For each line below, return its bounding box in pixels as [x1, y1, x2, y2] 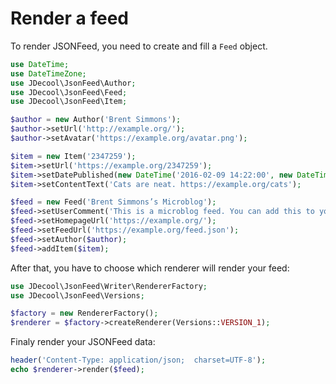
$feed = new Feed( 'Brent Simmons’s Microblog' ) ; [10, 197, 217, 207]
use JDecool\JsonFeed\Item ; [10, 97, 128, 107]
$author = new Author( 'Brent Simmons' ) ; [10, 115, 182, 125]
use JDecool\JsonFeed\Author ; [10, 78, 137, 88]
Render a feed [10, 7, 129, 30]
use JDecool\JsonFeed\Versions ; [10, 290, 145, 301]
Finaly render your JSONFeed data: [10, 336, 156, 348]
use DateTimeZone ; [10, 68, 87, 79]
